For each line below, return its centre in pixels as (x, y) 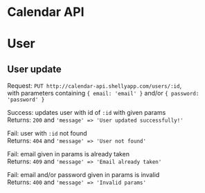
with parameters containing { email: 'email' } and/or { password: (103, 93)
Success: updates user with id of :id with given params (87, 113)
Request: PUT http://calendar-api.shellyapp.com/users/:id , (95, 86)
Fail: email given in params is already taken (69, 154)
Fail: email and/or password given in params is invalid (83, 175)
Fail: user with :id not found (47, 134)
